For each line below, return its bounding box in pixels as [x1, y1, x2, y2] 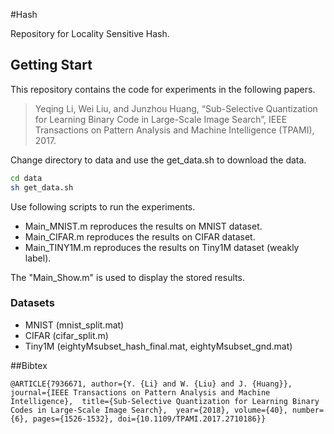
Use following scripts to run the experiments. [10, 200, 196, 213]
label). [24, 252, 52, 264]
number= [292, 405, 325, 415]
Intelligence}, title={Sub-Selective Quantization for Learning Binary [10, 396, 320, 406]
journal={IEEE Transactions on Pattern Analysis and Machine [10, 387, 271, 398]
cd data [10, 173, 43, 183]
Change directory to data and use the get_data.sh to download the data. [10, 154, 307, 166]
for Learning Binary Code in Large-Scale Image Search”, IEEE [34, 113, 288, 125]
